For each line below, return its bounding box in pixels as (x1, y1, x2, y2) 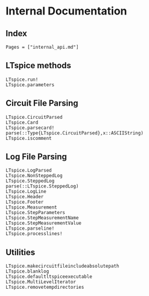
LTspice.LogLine (5, 189, 46, 195)
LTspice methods (5, 60, 72, 71)
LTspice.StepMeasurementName (5, 215, 79, 221)
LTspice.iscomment (5, 135, 52, 141)
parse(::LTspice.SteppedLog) (5, 183, 79, 189)
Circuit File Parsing (5, 98, 79, 109)
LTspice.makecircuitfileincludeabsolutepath (5, 263, 119, 269)
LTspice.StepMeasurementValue (5, 220, 82, 227)
